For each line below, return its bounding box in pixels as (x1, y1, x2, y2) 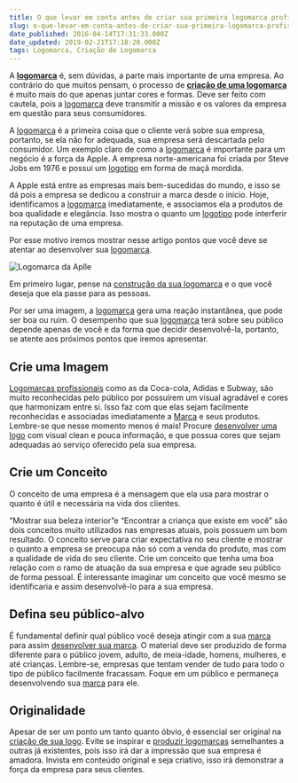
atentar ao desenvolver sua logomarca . (9, 245, 153, 255)
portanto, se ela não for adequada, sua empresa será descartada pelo (9, 135, 264, 145)
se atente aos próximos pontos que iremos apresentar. (9, 333, 208, 344)
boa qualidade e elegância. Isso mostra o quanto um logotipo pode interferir (9, 208, 287, 219)
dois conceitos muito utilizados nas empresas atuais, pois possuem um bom (9, 524, 288, 535)
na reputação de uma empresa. (9, 218, 124, 229)
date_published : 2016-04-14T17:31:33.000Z (9, 29, 169, 38)
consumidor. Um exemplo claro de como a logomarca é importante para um (9, 144, 286, 155)
